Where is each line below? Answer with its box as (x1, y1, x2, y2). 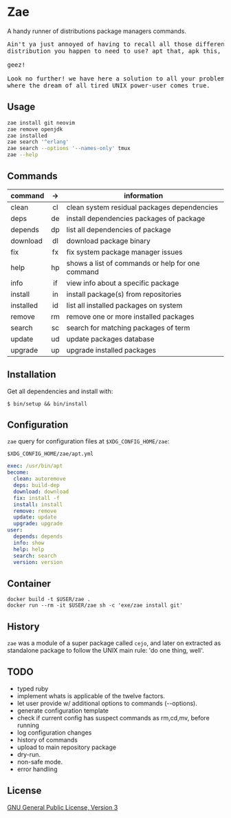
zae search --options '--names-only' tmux (7, 145, 131, 152)
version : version (13, 558, 63, 565)
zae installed (7, 132, 48, 139)
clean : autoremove (13, 476, 67, 483)
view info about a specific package (66, 278, 179, 288)
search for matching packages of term (66, 323, 190, 333)
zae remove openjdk (7, 125, 63, 133)
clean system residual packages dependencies (66, 202, 219, 212)
